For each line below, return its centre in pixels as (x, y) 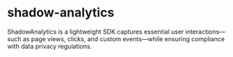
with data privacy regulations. (50, 46)
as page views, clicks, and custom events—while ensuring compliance (123, 38)
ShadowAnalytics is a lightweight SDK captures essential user (96, 32)
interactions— (206, 32)
